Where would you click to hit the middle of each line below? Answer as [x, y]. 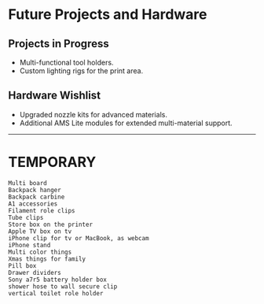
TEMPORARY [52, 162]
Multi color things [40, 252]
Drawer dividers [35, 272]
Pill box [22, 265]
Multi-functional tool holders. [66, 62]
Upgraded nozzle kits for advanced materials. [93, 114]
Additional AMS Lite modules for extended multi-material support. [126, 123]
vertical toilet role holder [56, 293]
